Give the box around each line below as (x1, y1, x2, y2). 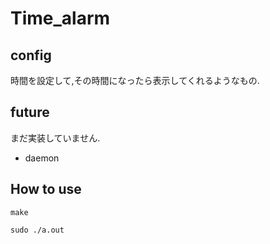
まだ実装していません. (10, 132, 101, 144)
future (10, 104, 50, 121)
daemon (24, 152, 60, 164)
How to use (10, 181, 82, 198)
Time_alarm (10, 7, 111, 30)
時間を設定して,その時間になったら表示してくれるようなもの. (10, 75, 260, 86)
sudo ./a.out (10, 225, 65, 235)
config (10, 47, 52, 64)
